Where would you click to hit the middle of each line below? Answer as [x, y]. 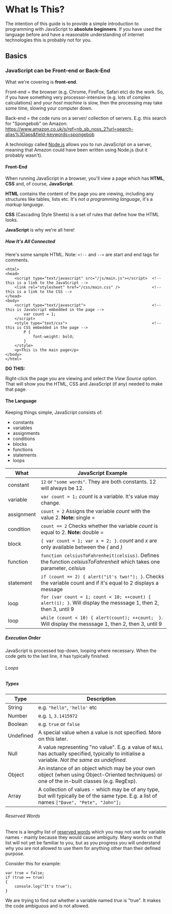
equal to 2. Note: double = [72, 532]
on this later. [53, 739]
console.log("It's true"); [43, 886]
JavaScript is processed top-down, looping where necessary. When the [81, 650]
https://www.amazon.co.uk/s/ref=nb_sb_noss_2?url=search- [69, 129]
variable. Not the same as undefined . [82, 760]
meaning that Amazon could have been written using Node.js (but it [76, 150]
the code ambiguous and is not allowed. [47, 906]
